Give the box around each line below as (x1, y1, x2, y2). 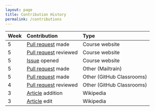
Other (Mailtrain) (83, 65, 122, 72)
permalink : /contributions (5, 16, 62, 21)
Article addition (27, 89, 63, 96)
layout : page (5, 7, 33, 12)
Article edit (27, 98, 53, 105)
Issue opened (27, 57, 59, 64)
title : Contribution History (5, 12, 66, 17)
